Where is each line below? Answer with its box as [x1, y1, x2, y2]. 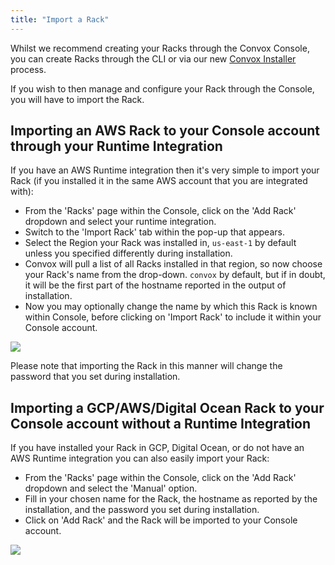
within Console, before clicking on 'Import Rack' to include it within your [24, 311, 322, 323]
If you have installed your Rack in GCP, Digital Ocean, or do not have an [10, 442, 305, 454]
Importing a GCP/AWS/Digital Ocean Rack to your [10, 399, 325, 416]
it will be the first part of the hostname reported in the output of [24, 279, 287, 291]
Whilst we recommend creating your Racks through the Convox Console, [10, 42, 310, 54]
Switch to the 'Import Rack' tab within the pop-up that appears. [24, 226, 285, 238]
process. [10, 63, 47, 75]
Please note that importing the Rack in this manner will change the [10, 360, 283, 372]
